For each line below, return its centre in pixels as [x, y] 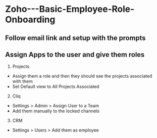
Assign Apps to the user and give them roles [75, 55]
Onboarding [30, 20]
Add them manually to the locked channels [56, 111]
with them [23, 81]
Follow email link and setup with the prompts [76, 38]
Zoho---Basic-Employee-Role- [70, 9]
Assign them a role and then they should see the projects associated [82, 76]
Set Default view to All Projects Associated [56, 87]
